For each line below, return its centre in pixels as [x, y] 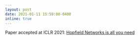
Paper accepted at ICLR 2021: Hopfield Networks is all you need [70, 33]
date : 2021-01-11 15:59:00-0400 [38, 14]
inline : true [18, 19]
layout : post [18, 10]
